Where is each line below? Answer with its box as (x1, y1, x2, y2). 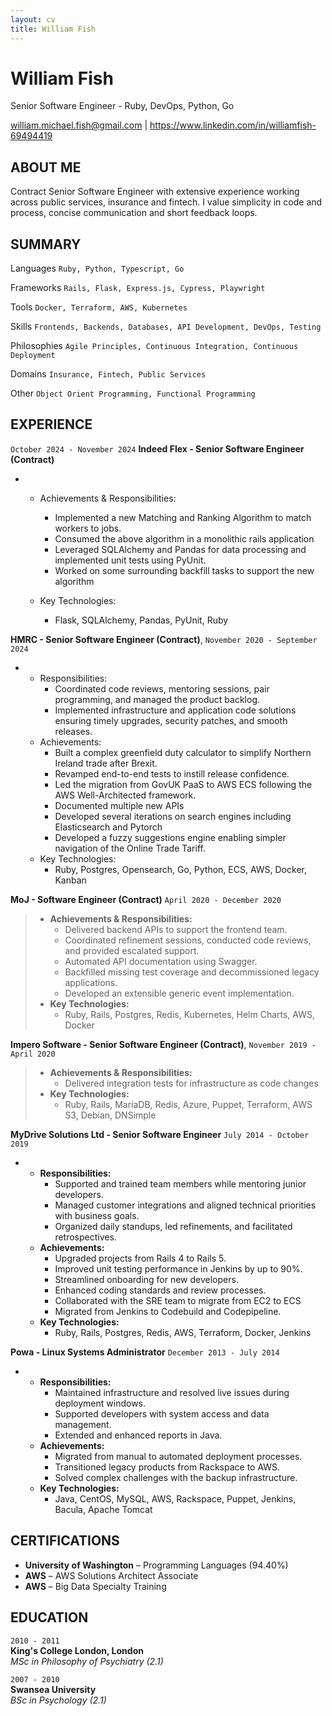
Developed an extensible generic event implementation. (64, 987, 295, 999)
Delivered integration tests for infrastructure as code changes (64, 1077, 319, 1089)
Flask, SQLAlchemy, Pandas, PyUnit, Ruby (54, 614, 229, 626)
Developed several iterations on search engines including (54, 810, 292, 822)
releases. (54, 725, 93, 737)
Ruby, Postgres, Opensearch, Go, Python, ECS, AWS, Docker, (54, 863, 307, 875)
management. (54, 1418, 112, 1430)
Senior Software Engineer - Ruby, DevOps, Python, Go (10, 100, 235, 112)
